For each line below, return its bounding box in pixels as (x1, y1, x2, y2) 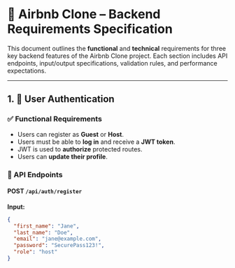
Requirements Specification (7, 21, 173, 37)
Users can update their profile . (17, 152, 108, 161)
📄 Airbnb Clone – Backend (7, 6, 161, 22)
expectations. (7, 66, 47, 75)
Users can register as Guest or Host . (17, 130, 124, 138)
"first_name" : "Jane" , (13, 223, 80, 230)
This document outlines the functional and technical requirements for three (7, 44, 226, 52)
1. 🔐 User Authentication (7, 94, 115, 105)
